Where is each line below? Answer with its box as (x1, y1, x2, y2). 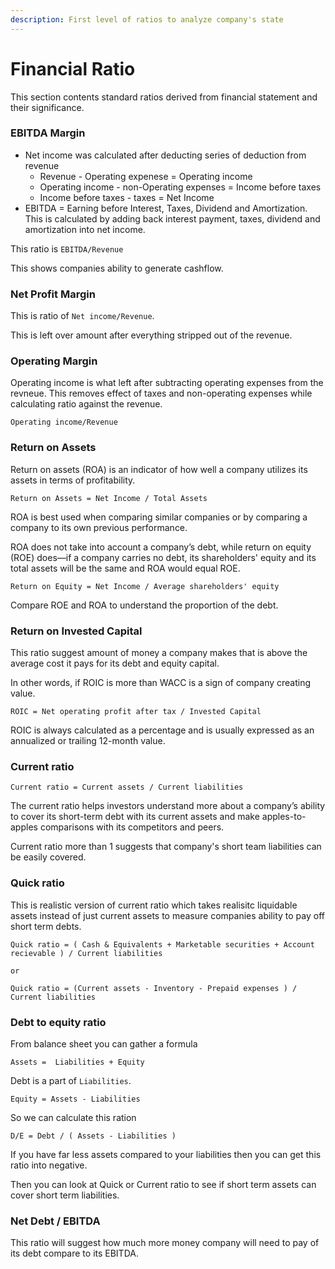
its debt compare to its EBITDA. (10, 1247, 139, 1260)
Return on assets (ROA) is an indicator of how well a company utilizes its (10, 463, 308, 475)
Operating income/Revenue (10, 417, 118, 428)
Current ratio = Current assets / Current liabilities (10, 782, 244, 793)
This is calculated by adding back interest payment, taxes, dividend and (24, 212, 321, 225)
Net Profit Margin (10, 287, 96, 301)
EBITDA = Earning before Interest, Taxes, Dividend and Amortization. (24, 202, 308, 214)
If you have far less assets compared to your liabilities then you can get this (10, 1148, 322, 1160)
